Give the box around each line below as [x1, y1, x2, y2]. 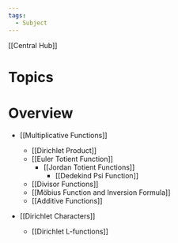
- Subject [15, 19, 47, 27]
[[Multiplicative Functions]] [19, 130, 108, 140]
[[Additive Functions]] [31, 196, 103, 205]
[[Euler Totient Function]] [31, 154, 113, 163]
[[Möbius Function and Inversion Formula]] [31, 187, 171, 197]
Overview [8, 104, 74, 122]
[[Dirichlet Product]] [31, 145, 97, 155]
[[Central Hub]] [8, 40, 58, 50]
